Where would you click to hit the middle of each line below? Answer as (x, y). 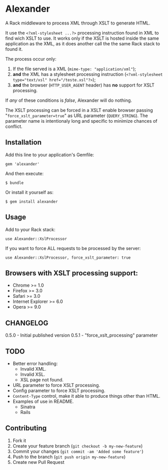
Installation (23, 142)
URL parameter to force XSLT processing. (56, 385)
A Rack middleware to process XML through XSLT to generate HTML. (78, 23)
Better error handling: (35, 364)
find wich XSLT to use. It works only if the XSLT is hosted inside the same (82, 38)
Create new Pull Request (38, 462)
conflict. (14, 126)
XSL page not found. (42, 380)
